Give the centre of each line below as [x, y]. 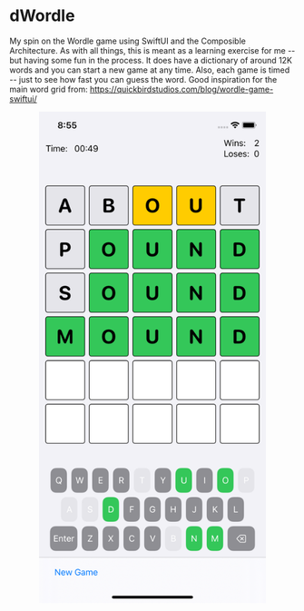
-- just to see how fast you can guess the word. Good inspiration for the [143, 79]
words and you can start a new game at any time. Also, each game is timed [150, 70]
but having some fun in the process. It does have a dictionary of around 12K [151, 60]
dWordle [42, 16]
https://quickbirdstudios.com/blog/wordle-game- [181, 89]
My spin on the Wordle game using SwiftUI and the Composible [128, 41]
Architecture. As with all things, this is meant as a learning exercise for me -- [152, 50]
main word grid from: [49, 89]
